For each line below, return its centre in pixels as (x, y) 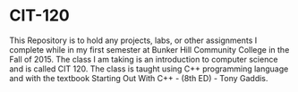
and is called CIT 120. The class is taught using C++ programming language (149, 69)
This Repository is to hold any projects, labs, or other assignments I (133, 40)
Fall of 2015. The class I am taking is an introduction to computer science (144, 59)
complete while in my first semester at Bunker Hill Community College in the (149, 49)
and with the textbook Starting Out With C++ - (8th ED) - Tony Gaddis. (139, 78)
